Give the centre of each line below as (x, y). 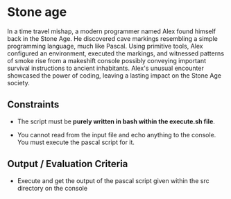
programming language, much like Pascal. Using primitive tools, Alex (105, 46)
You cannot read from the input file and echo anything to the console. (117, 135)
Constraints (33, 105)
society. (18, 83)
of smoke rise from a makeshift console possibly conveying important (107, 60)
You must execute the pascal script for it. (76, 142)
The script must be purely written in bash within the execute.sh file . (116, 121)
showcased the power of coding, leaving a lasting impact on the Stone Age (114, 75)
